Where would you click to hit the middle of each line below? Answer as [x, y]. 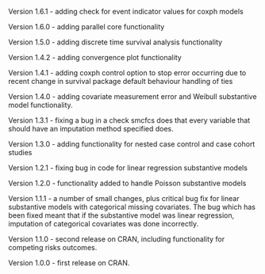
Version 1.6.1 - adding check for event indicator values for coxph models [126, 11]
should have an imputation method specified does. [91, 129]
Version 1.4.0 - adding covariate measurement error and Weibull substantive [132, 97]
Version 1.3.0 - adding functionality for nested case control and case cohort [132, 144]
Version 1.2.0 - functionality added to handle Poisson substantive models [127, 183]
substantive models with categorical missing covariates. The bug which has [132, 207]
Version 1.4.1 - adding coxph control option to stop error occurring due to [127, 73]
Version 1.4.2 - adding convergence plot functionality [95, 57]
